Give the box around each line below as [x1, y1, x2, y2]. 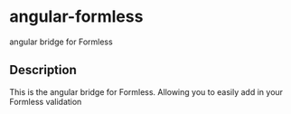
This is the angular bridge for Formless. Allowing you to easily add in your [9, 86, 283, 97]
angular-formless [9, 6, 144, 27]
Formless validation [9, 96, 82, 107]
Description [9, 62, 77, 78]
